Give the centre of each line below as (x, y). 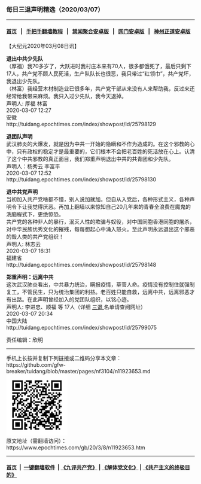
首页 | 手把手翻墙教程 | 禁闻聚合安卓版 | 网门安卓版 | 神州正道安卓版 (98, 31)
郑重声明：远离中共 (30, 277)
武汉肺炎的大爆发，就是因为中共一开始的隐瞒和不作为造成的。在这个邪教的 (98, 144)
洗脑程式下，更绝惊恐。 (35, 214)
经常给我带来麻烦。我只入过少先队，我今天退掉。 (66, 96)
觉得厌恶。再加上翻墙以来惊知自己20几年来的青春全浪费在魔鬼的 (112, 206)
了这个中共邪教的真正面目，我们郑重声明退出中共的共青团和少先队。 (90, 159)
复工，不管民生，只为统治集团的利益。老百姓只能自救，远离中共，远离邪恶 (98, 292)
